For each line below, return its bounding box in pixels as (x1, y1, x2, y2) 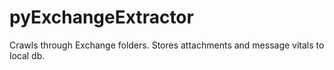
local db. (9, 49, 46, 61)
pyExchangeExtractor (9, 6, 194, 29)
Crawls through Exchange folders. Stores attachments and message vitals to (9, 39, 325, 51)
